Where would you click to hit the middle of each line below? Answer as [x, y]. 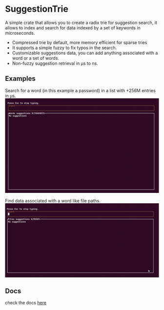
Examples [20, 79]
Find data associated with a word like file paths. [53, 201]
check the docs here [26, 303]
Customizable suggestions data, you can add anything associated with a [85, 53]
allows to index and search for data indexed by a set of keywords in [73, 27]
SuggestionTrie [37, 9]
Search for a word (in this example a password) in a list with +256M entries [81, 90]
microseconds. [20, 33]
